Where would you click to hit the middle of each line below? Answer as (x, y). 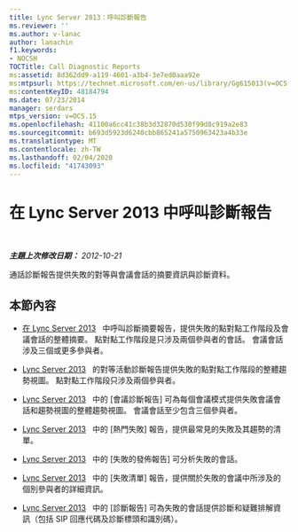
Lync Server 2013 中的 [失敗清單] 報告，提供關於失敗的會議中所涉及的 (152, 478)
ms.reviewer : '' (39, 26)
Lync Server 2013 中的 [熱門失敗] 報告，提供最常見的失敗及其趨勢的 (148, 429)
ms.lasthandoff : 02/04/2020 (61, 157)
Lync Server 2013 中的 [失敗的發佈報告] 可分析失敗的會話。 (132, 459)
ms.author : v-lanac (45, 34)
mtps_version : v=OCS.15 (53, 116)
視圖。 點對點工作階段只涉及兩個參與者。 (105, 380)
